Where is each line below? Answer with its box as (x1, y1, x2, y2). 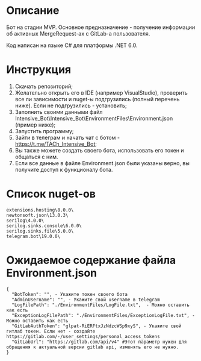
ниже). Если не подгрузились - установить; (14, 102, 128, 109)
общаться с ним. (14, 153, 58, 160)
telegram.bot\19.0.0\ (6, 233, 61, 239)
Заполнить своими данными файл (14, 108, 103, 115)
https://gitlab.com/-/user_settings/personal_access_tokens (6, 333, 161, 339)
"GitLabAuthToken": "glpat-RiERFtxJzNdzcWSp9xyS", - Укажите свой (11, 323, 182, 329)
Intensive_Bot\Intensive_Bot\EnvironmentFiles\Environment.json (14, 115, 173, 122)
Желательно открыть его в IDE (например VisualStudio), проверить (14, 89, 188, 96)
